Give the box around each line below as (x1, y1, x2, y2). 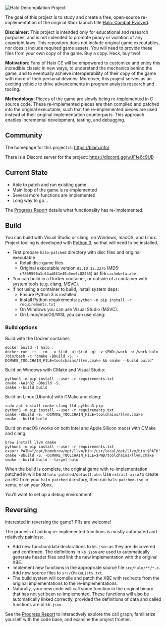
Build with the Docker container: (5, 335, 71, 341)
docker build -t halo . (5, 345, 55, 350)
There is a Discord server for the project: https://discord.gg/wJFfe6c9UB (5, 154, 154, 160)
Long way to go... (12, 197, 48, 203)
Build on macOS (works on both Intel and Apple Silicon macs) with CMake (5, 425, 156, 431)
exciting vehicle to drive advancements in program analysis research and (5, 81, 155, 87)
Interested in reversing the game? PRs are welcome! (5, 519, 111, 525)
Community (5, 131, 43, 140)
